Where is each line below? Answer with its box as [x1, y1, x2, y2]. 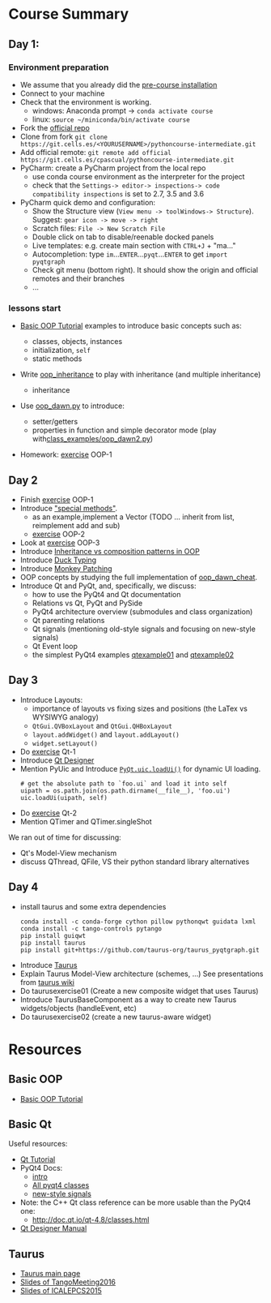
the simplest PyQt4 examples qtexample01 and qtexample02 [32, 650, 235, 660]
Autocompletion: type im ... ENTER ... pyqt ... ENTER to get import [32, 249, 228, 259]
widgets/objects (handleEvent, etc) [19, 1003, 138, 1013]
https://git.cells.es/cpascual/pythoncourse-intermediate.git [19, 156, 235, 164]
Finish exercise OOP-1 [19, 494, 94, 504]
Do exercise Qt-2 [19, 808, 78, 818]
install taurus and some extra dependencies [19, 901, 167, 911]
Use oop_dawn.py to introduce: [19, 401, 125, 411]
